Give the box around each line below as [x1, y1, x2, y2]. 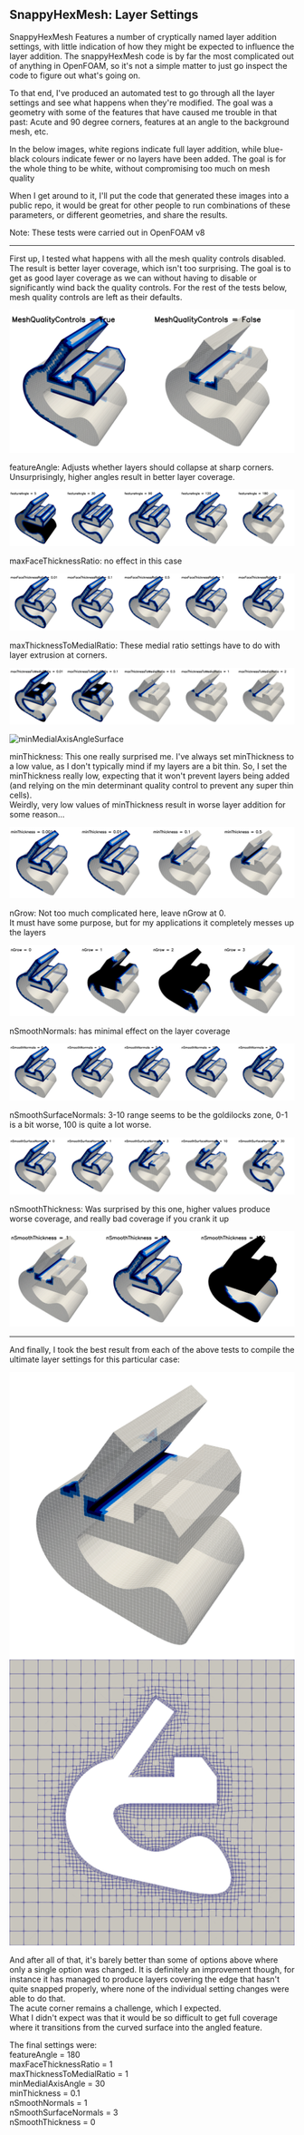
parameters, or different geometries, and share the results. [9, 209, 228, 220]
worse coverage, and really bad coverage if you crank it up [9, 1213, 229, 1224]
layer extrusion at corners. [9, 649, 108, 661]
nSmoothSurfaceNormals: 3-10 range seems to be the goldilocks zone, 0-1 [9, 1110, 288, 1121]
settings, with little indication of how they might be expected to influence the [9, 41, 295, 52]
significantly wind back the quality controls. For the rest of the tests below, [9, 281, 288, 293]
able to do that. [9, 1993, 66, 2003]
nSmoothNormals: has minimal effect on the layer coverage [9, 1025, 231, 1037]
